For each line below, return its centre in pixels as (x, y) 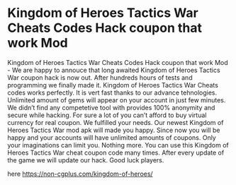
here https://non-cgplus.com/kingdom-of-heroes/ (80, 174)
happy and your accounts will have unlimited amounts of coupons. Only (112, 137)
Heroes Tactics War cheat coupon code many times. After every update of (116, 153)
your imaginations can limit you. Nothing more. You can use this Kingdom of (118, 145)
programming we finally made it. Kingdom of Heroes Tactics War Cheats (113, 85)
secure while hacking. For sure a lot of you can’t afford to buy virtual (107, 115)
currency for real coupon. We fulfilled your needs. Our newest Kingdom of (116, 122)
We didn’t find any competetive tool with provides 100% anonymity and (111, 107)
